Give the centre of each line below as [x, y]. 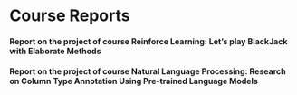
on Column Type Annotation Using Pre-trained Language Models [134, 81]
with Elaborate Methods [55, 51]
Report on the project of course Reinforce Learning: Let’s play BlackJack [148, 41]
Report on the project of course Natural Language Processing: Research [148, 71]
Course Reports [70, 16]
